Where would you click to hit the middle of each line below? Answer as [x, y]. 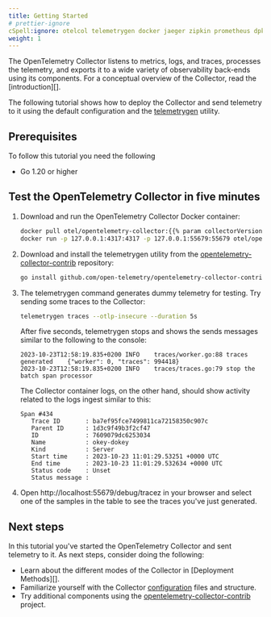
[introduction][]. [35, 87]
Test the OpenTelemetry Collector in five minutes [134, 197]
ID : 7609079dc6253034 [91, 436]
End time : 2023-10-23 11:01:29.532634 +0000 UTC [127, 464]
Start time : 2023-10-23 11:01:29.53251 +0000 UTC [125, 456]
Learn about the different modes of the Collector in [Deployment [127, 570]
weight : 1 [25, 38]
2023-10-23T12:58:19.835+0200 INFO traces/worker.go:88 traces [134, 355]
